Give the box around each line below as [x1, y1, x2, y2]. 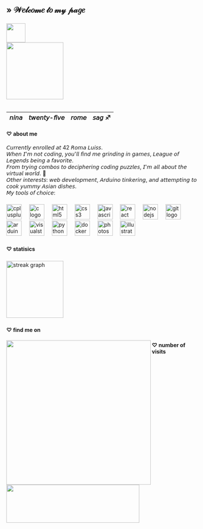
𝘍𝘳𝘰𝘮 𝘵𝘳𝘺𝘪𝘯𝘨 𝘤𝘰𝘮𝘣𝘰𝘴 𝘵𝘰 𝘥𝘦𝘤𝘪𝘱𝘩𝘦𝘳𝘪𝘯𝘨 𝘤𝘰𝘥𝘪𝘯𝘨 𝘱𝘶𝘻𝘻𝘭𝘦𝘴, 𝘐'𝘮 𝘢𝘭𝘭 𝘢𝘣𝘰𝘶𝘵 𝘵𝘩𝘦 [6, 163, 187, 170]
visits [151, 348, 166, 355]
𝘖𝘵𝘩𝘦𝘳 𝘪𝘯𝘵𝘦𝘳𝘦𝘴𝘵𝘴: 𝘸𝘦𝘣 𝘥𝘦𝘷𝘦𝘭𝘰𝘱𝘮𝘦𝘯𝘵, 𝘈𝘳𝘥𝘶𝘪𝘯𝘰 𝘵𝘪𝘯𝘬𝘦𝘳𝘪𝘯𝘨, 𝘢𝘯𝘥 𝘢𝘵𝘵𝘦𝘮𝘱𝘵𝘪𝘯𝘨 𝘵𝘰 [6, 176, 197, 183]
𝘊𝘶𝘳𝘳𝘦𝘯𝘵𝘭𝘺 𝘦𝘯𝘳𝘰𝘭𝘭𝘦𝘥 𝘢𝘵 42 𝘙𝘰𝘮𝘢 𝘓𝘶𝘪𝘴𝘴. [6, 143, 103, 151]
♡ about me [6, 130, 38, 137]
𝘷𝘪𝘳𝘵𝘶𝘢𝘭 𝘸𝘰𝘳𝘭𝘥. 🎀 [6, 170, 47, 177]
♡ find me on [6, 327, 41, 334]
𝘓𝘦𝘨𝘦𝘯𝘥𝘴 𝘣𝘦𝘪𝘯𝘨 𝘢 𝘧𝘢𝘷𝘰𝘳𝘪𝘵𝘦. [6, 156, 74, 164]
